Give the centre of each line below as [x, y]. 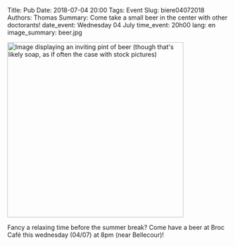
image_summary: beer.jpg [45, 32]
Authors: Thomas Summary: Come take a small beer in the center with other [118, 18]
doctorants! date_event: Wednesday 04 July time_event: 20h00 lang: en [112, 25]
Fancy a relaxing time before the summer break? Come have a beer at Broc [116, 227]
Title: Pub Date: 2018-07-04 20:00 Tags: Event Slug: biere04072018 [106, 10]
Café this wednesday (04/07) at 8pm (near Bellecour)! [85, 235]
